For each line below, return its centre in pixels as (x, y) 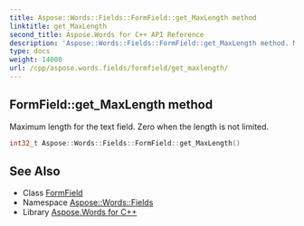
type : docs (30, 52)
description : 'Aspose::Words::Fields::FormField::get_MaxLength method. (149, 43)
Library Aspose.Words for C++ (80, 212)
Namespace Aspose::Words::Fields (88, 202)
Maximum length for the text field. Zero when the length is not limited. (139, 127)
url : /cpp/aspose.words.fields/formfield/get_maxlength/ (119, 69)
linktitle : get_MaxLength (58, 26)
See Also (35, 171)
